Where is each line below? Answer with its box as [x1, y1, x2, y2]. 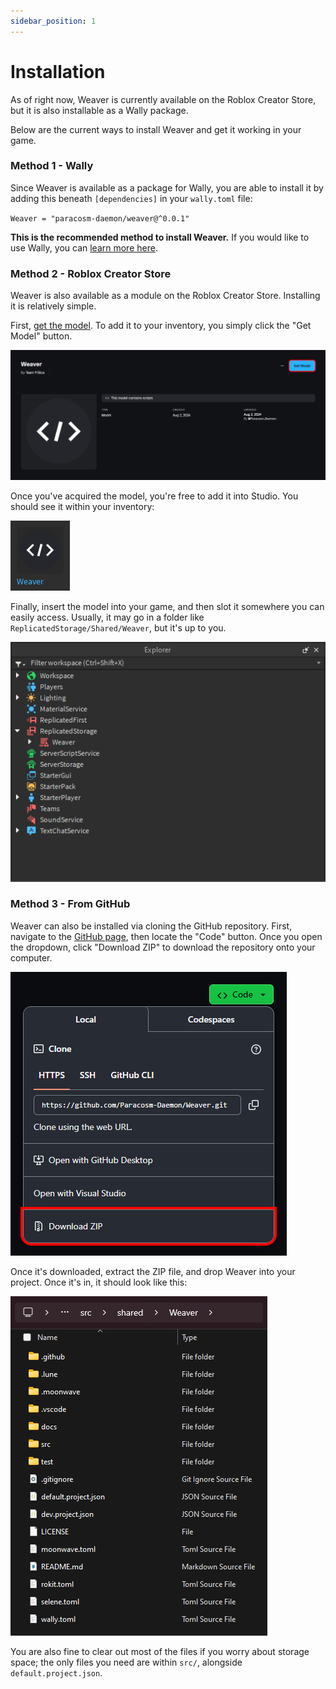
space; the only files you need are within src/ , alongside [10, 1656, 243, 1668]
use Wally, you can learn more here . [10, 241, 158, 254]
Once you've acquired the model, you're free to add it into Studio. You [10, 490, 299, 502]
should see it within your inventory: [10, 501, 155, 513]
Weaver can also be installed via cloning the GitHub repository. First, [10, 920, 293, 932]
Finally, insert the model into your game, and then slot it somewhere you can [10, 601, 325, 613]
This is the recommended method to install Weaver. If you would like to [10, 231, 310, 243]
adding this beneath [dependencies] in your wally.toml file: [10, 192, 253, 204]
